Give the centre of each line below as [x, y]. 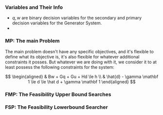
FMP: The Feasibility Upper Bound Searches [58, 94]
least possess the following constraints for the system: [60, 67]
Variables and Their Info [34, 7]
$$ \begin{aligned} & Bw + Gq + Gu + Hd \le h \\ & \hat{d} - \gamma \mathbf [82, 77]
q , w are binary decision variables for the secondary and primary [77, 18]
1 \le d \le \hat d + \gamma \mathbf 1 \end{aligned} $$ [82, 81]
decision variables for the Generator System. [57, 23]
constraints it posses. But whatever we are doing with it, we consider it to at [81, 62]
